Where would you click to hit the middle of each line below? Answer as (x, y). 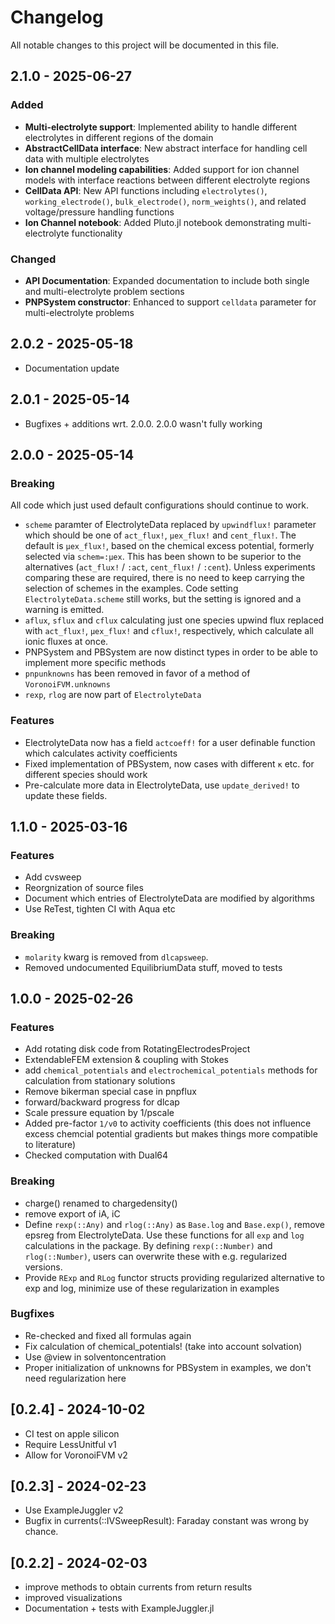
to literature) (50, 1145)
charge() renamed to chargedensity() (101, 1203)
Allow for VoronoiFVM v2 (76, 1455)
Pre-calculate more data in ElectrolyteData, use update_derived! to (162, 785)
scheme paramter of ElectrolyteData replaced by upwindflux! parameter (170, 525)
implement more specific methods (95, 663)
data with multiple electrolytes (87, 158)
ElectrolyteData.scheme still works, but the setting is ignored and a (163, 599)
